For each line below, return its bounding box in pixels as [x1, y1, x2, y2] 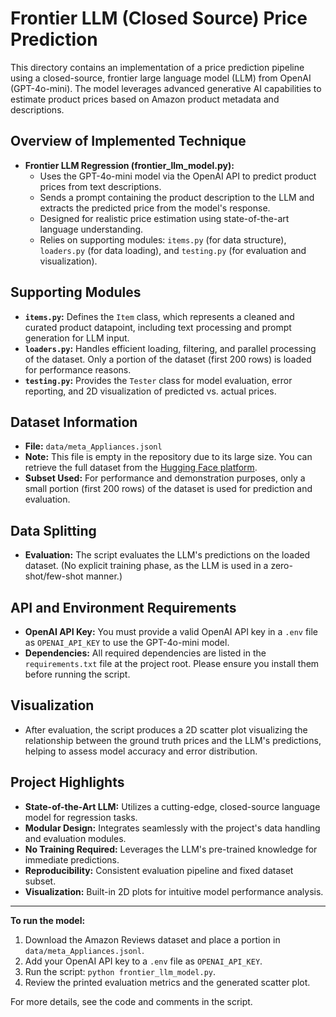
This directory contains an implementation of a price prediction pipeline [10, 61, 305, 73]
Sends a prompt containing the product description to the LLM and [39, 191, 315, 203]
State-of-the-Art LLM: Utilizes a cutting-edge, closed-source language [24, 800, 321, 812]
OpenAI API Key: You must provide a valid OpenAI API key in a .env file [24, 626, 319, 637]
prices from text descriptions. [39, 180, 162, 192]
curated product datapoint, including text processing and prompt [24, 321, 292, 333]
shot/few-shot [24, 570, 84, 582]
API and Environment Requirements [10, 599, 237, 616]
